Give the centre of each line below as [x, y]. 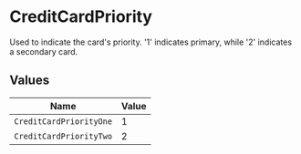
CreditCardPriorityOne [63, 121]
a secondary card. [44, 51]
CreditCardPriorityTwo [63, 136]
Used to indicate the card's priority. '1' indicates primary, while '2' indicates [151, 42]
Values [30, 81]
